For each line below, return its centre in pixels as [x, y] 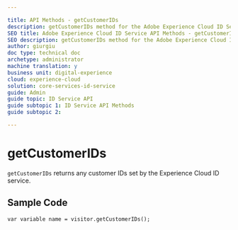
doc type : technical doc [44, 53]
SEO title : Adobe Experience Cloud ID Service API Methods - [100, 33]
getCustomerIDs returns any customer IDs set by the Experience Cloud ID [113, 173]
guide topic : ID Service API [50, 99]
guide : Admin [27, 93]
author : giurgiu [31, 47]
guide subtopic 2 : [34, 113]
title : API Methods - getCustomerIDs [63, 20]
